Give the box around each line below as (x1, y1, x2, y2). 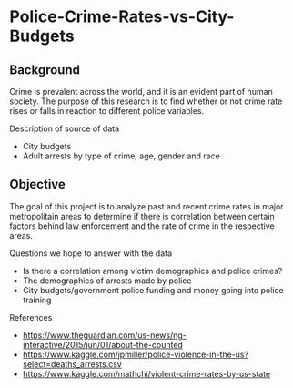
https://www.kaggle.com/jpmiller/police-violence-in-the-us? (22, 349, 248, 360)
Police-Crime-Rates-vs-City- (9, 6, 235, 27)
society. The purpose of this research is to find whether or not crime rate (9, 96, 283, 107)
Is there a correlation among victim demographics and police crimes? (22, 265, 283, 276)
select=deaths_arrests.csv (22, 358, 123, 370)
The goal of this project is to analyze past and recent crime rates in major (9, 200, 284, 211)
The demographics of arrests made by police (22, 275, 192, 286)
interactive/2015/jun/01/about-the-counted (22, 339, 184, 350)
